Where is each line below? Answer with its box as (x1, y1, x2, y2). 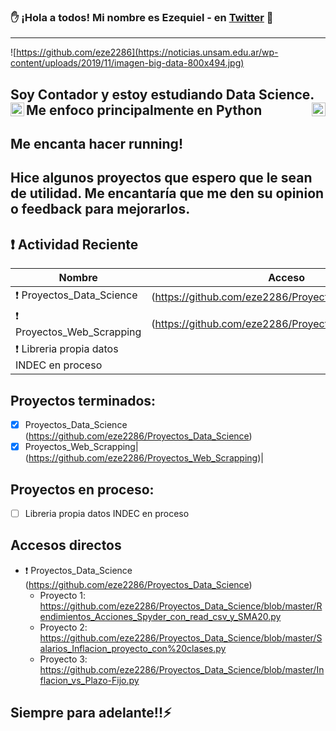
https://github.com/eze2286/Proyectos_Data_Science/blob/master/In (39, 663, 325, 675)
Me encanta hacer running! (10, 136, 183, 153)
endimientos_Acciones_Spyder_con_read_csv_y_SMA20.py (39, 610, 282, 622)
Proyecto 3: (39, 653, 88, 665)
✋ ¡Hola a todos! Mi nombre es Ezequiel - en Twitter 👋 (10, 10, 274, 24)
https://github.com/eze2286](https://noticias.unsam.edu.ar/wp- (16, 46, 279, 59)
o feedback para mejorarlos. (10, 201, 191, 218)
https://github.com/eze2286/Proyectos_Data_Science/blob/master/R (39, 600, 323, 612)
